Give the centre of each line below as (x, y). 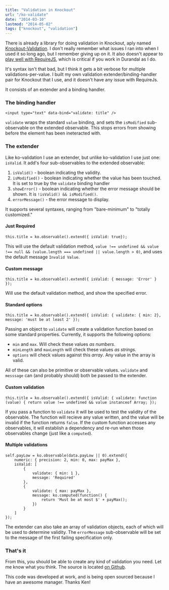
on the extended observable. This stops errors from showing (93, 128)
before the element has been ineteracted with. (53, 133)
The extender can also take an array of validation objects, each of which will (84, 527)
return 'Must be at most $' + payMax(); (84, 500)
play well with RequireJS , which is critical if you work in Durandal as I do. (81, 59)
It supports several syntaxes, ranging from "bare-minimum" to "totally (78, 209)
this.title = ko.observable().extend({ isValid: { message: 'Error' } (81, 279)
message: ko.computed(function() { (70, 495)
